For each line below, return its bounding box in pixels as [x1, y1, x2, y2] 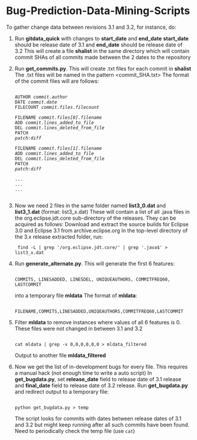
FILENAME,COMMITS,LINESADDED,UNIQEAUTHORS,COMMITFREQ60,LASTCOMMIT [14, 308, 183, 314]
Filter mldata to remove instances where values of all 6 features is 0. [14, 318, 181, 325]
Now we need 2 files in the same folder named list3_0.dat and [14, 201, 166, 209]
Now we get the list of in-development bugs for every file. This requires [14, 363, 188, 370]
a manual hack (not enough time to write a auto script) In [14, 369, 152, 377]
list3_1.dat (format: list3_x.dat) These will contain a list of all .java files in [14, 208, 190, 215]
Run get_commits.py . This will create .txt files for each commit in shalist [14, 65, 192, 72]
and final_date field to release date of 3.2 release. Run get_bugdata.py [14, 382, 188, 389]
